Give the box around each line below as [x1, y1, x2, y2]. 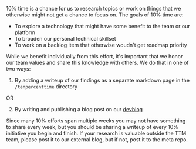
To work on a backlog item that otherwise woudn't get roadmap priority [14, 41, 187, 48]
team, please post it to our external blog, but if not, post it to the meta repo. [6, 136, 188, 143]
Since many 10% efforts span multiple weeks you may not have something [6, 117, 186, 124]
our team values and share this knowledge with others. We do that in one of [6, 59, 189, 66]
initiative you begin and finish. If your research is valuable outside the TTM [6, 130, 187, 137]
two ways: [6, 65, 31, 72]
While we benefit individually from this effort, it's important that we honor [6, 53, 183, 59]
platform [14, 29, 35, 36]
